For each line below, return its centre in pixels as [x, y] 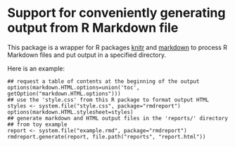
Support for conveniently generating [116, 13]
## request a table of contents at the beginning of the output [103, 81]
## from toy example [38, 124]
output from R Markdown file [93, 28]
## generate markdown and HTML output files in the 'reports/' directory [118, 118]
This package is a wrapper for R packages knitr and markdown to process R [117, 47]
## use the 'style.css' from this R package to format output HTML [108, 100]
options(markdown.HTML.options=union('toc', [74, 87]
